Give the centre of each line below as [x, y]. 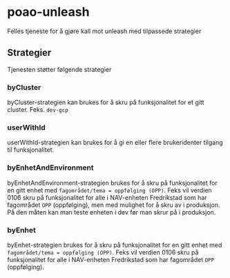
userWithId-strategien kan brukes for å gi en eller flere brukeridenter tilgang [115, 143]
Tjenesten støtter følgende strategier [59, 69]
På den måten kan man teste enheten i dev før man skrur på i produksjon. [112, 212]
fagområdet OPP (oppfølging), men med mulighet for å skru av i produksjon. [114, 205]
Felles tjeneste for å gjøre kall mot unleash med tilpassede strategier [104, 31]
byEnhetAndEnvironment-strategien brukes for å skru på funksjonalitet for [112, 183]
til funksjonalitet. [31, 150]
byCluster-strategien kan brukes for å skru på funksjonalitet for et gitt [106, 102]
